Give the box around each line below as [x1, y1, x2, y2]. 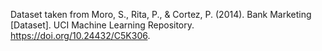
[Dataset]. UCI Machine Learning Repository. [10, 19, 195, 31]
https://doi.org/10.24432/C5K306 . [10, 30, 151, 41]
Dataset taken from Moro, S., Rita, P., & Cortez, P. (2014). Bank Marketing [10, 9, 312, 20]
